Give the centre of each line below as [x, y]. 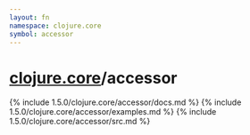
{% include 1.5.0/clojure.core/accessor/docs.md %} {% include [125, 102]
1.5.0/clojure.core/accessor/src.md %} [80, 122]
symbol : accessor [42, 34]
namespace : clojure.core [55, 26]
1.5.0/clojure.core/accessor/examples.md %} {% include [113, 112]
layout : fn [29, 17]
